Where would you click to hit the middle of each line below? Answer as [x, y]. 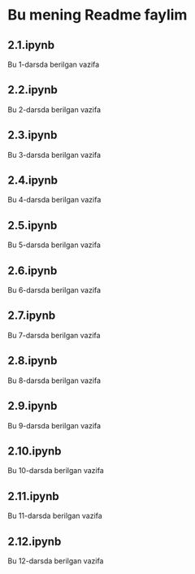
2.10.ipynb [35, 451]
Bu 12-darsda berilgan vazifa [56, 561]
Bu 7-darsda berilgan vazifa [54, 335]
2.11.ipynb [33, 496]
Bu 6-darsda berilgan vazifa [54, 290]
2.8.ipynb [32, 361]
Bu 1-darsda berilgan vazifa [54, 64]
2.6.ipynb [32, 270]
